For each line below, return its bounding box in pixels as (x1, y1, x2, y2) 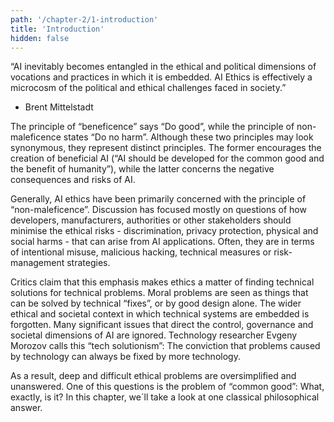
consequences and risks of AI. (10, 174, 136, 186)
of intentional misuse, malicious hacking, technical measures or (10, 246, 272, 258)
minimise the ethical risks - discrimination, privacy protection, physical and (10, 225, 319, 237)
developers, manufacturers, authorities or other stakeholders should (10, 214, 292, 226)
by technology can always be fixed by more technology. (10, 351, 241, 363)
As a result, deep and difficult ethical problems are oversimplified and (10, 370, 297, 382)
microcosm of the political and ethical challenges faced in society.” (10, 82, 287, 94)
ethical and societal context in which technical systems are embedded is (10, 308, 310, 320)
